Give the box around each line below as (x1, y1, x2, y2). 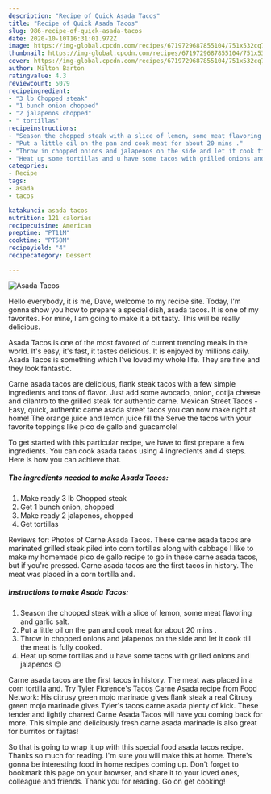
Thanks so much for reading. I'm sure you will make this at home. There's (8, 750, 252, 760)
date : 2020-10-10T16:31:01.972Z (8, 34, 117, 43)
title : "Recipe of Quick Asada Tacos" (8, 19, 139, 27)
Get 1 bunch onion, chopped (19, 502, 115, 512)
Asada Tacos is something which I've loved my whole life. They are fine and (8, 354, 261, 364)
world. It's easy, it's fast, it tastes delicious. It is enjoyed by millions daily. (8, 346, 250, 356)
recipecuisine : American (8, 221, 92, 230)
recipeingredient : (8, 86, 70, 95)
